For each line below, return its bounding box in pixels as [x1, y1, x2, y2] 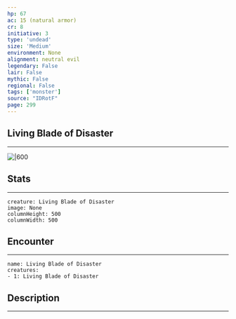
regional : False [7, 82, 55, 89]
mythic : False [7, 75, 49, 83]
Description [7, 292, 60, 304]
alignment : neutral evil [7, 56, 80, 63]
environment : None [7, 50, 61, 57]
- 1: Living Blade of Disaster [7, 273, 99, 280]
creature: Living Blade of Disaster [7, 198, 114, 205]
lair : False [7, 69, 42, 76]
